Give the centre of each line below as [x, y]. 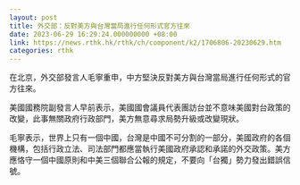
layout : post [33, 17]
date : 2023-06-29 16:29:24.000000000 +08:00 [93, 34]
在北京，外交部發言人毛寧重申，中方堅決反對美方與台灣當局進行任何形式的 [146, 78]
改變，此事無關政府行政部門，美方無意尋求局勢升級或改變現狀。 [126, 119]
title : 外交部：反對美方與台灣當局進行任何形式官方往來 [100, 26]
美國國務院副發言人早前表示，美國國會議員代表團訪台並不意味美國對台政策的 [150, 107]
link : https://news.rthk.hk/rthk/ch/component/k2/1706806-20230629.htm [145, 42]
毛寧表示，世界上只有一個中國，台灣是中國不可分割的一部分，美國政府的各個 [150, 138]
